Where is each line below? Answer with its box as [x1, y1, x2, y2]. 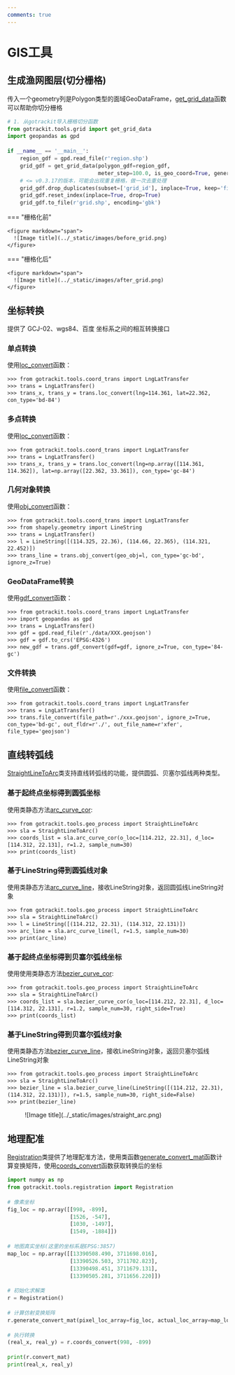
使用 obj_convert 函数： [7, 502, 72, 511]
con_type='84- [182, 644, 224, 651]
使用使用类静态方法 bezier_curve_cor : [7, 969, 114, 978]
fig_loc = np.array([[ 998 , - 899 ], [7, 1205, 108, 1213]
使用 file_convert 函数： [7, 685, 72, 693]
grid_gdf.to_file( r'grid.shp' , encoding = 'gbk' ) [20, 200, 161, 207]
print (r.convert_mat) [7, 1354, 71, 1361]
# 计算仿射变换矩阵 [7, 1309, 56, 1316]
